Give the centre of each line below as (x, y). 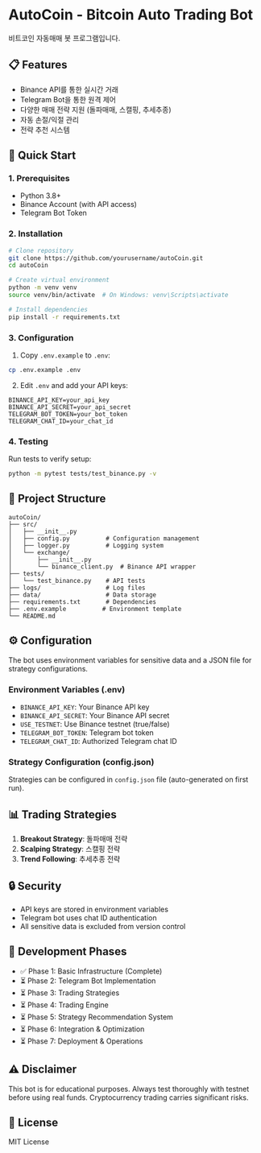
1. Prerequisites (39, 179)
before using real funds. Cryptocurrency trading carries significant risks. (128, 1097)
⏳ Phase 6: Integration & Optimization (82, 1029)
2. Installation (35, 233)
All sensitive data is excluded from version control (103, 926)
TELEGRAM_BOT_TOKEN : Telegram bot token (87, 733)
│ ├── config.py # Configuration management (104, 538)
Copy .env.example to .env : (65, 355)
